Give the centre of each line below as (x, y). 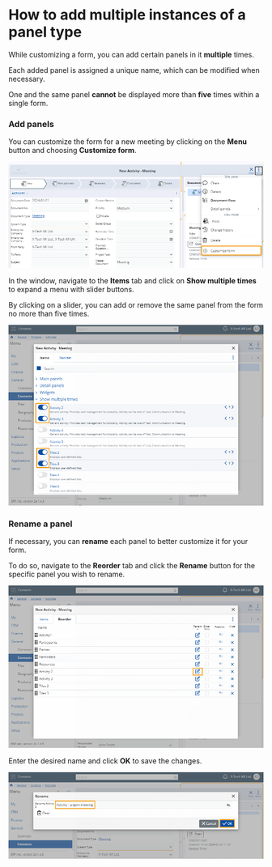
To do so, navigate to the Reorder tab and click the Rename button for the (132, 566)
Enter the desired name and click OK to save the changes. (105, 761)
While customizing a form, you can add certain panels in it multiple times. (132, 54)
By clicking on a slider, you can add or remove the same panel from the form (136, 304)
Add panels (31, 124)
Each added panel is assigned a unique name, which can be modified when (134, 70)
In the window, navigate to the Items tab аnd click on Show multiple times (132, 280)
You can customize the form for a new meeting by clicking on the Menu (128, 142)
